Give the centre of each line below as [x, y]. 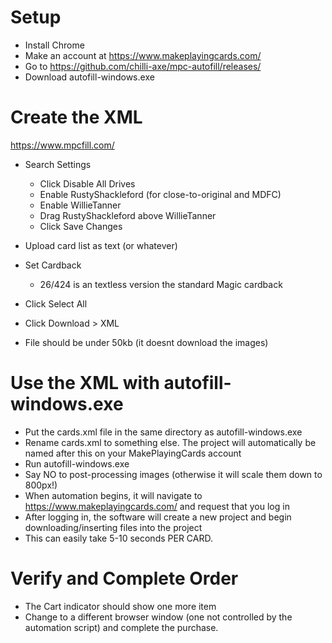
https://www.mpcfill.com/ [62, 145]
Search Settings [58, 164]
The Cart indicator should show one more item [120, 606]
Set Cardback [53, 265]
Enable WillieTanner [80, 205]
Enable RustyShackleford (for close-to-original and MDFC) [160, 194]
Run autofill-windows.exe [77, 463]
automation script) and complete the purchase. [121, 627]
